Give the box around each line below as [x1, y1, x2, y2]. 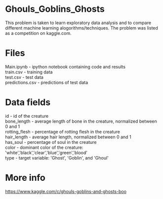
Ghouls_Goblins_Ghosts [5, 3, 105, 15]
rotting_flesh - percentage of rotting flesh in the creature [5, 129, 120, 134]
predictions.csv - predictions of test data [5, 79, 88, 85]
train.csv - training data [5, 69, 53, 75]
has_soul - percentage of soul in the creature [5, 139, 97, 145]
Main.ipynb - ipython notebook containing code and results [5, 64, 126, 69]
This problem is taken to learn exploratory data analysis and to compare [5, 20, 152, 26]
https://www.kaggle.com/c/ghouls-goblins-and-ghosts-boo [5, 188, 127, 194]
